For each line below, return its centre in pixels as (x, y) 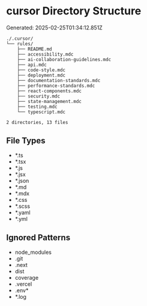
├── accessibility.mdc (45, 54)
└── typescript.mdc (41, 112)
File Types (26, 141)
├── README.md (34, 49)
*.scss (22, 206)
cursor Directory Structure (74, 11)
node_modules (33, 252)
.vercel (23, 284)
